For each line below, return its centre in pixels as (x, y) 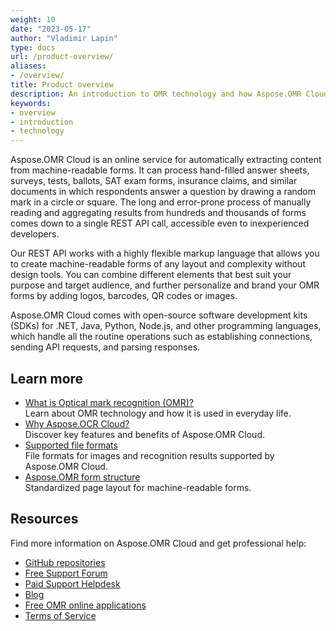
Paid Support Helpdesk (72, 583)
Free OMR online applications (85, 605)
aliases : (28, 66)
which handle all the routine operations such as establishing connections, (161, 337)
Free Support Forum (66, 573)
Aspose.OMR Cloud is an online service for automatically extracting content (166, 160)
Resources (44, 519)
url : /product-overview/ (62, 57)
